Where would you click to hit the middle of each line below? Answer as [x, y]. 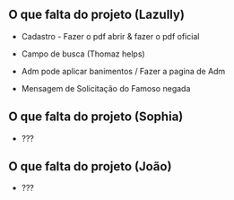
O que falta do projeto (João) [90, 166]
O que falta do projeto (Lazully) [97, 15]
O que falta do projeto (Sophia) [96, 117]
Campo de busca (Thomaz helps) [83, 54]
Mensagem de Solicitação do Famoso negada [106, 88]
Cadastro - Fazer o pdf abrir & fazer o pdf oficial [110, 36]
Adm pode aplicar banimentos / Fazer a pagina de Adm [123, 71]
